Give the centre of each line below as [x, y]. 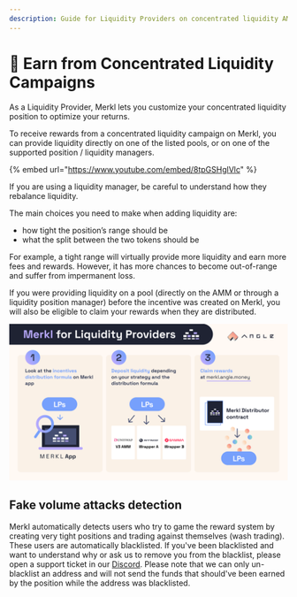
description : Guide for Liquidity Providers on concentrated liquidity [144, 19]
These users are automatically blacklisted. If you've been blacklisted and [141, 545]
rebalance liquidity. [44, 195]
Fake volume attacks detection [96, 505]
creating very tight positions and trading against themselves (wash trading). [147, 536]
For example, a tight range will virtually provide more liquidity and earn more [148, 256]
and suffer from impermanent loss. [72, 275]
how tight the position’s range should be [95, 230]
